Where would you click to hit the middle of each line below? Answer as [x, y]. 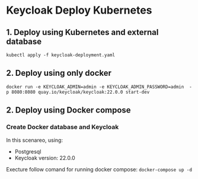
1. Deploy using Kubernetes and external [82, 32]
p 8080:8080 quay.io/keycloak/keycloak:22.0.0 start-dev [78, 92]
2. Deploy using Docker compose [69, 110]
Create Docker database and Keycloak [63, 127]
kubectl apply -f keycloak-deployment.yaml [61, 55]
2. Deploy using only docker [59, 73]
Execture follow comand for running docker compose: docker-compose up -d [99, 169]
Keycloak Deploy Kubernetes [79, 10]
